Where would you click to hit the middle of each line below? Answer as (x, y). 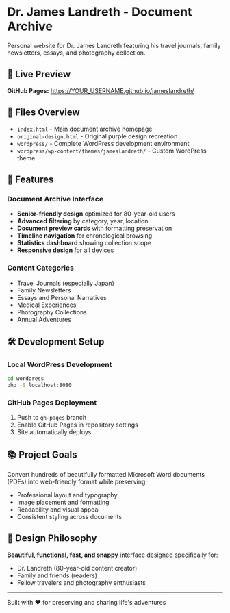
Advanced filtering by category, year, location (82, 221)
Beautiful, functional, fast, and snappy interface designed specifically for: (113, 555)
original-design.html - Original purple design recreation (97, 136)
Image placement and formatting (63, 502)
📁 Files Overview (43, 113)
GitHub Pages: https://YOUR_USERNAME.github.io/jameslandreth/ (101, 90)
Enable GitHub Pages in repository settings (77, 425)
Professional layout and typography (67, 495)
